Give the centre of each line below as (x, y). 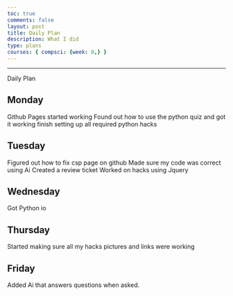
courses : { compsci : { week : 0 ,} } (57, 53)
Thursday (29, 230)
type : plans (24, 46)
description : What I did (43, 39)
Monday (25, 100)
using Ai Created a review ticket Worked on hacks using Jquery (98, 169)
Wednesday (34, 191)
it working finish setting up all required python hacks (82, 124)
